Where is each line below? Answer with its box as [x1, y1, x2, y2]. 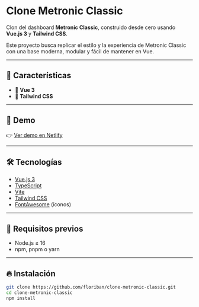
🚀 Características [6, 71, 72, 81]
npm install [6, 295, 36, 301]
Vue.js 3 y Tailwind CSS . [6, 30, 68, 37]
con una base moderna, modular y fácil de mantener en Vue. [6, 47, 155, 55]
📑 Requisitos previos [6, 223, 84, 234]
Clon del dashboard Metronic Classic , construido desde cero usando [6, 24, 176, 31]
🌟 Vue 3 [14, 86, 35, 93]
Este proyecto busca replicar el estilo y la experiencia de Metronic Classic [6, 41, 187, 49]
